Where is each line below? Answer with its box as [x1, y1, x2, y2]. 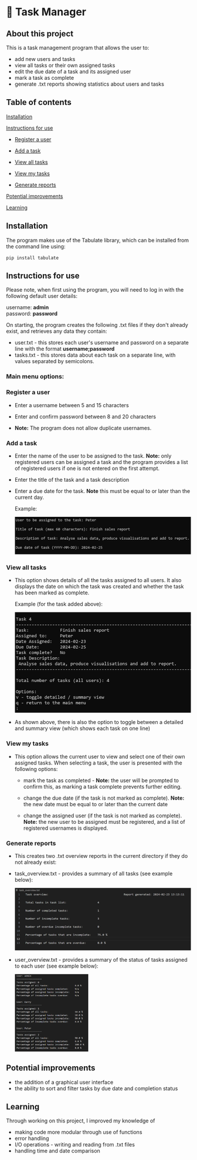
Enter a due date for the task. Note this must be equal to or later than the [14, 487, 191, 495]
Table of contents [6, 97, 72, 107]
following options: [14, 765, 58, 772]
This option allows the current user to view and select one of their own [14, 753, 186, 760]
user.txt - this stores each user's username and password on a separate [14, 339, 189, 346]
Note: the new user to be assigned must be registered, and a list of [23, 818, 186, 825]
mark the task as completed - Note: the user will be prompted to [23, 777, 179, 784]
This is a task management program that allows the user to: [6, 44, 150, 51]
